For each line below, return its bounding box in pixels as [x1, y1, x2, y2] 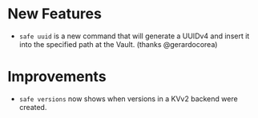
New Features [7, 5, 102, 23]
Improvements [7, 68, 107, 86]
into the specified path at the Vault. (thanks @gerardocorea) [18, 39, 218, 49]
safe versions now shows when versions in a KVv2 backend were [18, 93, 238, 104]
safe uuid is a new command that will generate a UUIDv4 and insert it [18, 31, 250, 41]
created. [18, 102, 47, 112]
